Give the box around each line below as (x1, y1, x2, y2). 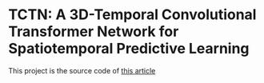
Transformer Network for (8, 22, 179, 41)
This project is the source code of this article (8, 65, 156, 75)
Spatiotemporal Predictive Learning (8, 40, 250, 57)
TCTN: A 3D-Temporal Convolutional (8, 6, 257, 24)
